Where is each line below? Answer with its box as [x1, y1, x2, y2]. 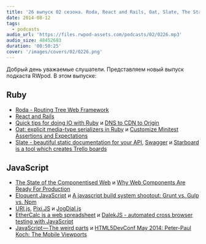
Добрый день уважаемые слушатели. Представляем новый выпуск [6, 65, 184, 73]
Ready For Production [15, 185, 71, 193]
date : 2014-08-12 [6, 15, 51, 21]
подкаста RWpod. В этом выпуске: [6, 72, 97, 79]
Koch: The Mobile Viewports [15, 231, 87, 238]
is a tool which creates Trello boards [15, 145, 107, 152]
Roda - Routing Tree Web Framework [15, 106, 109, 113]
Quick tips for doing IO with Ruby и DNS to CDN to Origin [15, 119, 159, 126]
